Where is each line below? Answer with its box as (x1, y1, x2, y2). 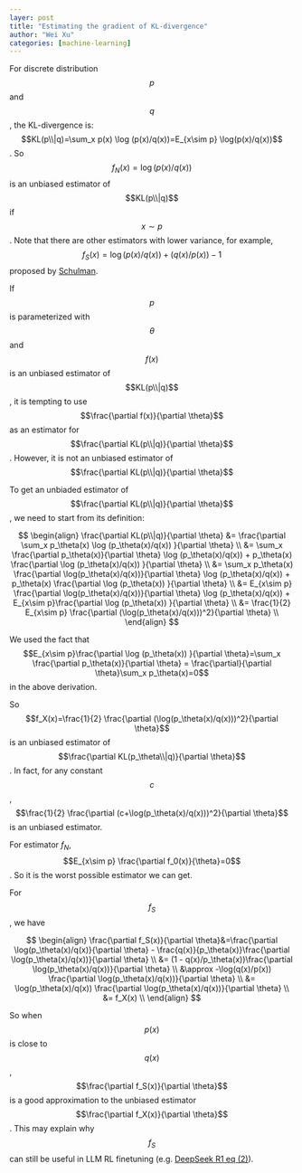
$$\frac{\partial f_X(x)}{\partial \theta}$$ (75, 1109, 229, 1120)
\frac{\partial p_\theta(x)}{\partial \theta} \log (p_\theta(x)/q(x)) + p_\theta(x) (11, 549, 293, 560)
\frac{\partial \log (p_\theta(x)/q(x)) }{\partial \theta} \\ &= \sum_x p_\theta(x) (10, 558, 294, 570)
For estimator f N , (9, 838, 72, 852)
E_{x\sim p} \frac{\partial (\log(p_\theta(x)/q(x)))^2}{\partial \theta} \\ (24, 607, 279, 618)
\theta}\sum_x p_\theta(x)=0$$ (94, 667, 210, 678)
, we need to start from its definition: (9, 512, 145, 523)
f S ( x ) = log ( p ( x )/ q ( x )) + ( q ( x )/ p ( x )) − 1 (81, 250, 222, 262)
